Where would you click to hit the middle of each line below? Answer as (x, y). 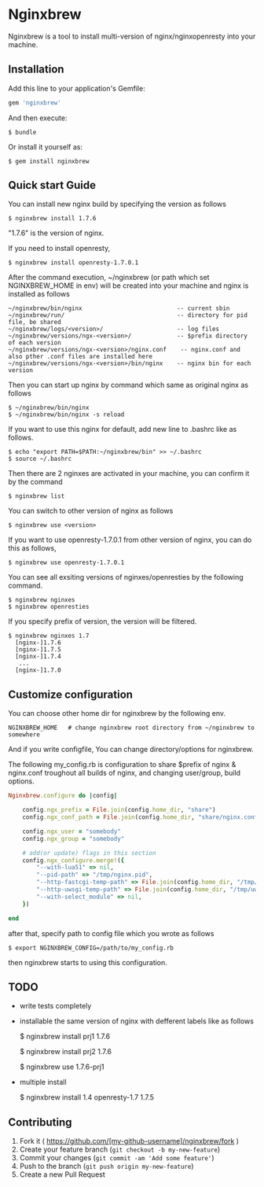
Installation (36, 70)
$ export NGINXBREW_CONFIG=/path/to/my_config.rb (91, 948)
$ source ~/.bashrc (40, 459)
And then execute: (38, 118)
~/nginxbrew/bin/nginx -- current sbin (119, 308)
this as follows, (32, 548)
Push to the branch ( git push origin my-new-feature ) (106, 1167)
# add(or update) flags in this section (89, 853)
